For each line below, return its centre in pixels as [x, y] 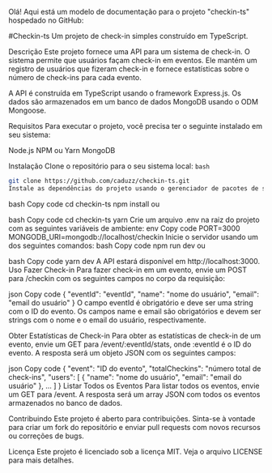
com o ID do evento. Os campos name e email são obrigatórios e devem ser [135, 311]
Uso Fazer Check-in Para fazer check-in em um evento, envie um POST [127, 270]
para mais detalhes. [41, 460]
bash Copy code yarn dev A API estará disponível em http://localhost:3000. [134, 261]
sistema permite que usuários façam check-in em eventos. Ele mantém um [133, 60]
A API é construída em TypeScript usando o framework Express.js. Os [125, 93]
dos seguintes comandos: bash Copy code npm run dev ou [107, 245]
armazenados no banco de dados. [66, 403]
